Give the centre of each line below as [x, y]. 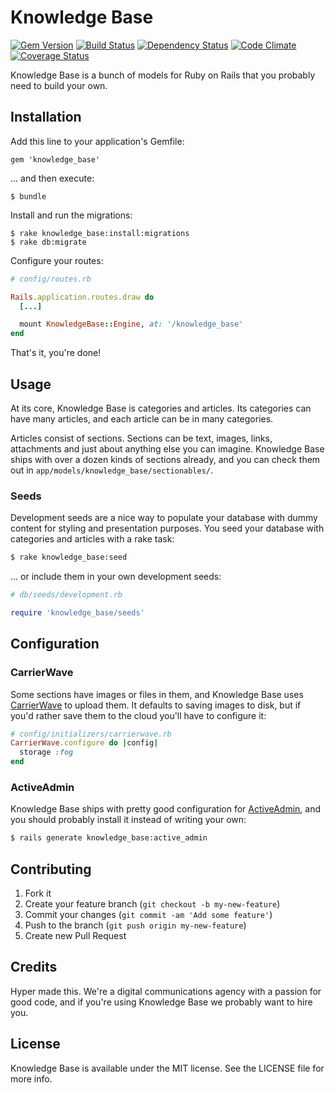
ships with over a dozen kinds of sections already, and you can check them [165, 459]
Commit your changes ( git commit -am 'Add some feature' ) [148, 915]
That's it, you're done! [56, 353]
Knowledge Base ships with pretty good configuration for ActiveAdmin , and [166, 809]
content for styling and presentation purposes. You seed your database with [167, 528]
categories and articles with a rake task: [92, 539]
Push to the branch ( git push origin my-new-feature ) [135, 925]
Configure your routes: [57, 260]
